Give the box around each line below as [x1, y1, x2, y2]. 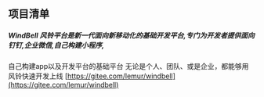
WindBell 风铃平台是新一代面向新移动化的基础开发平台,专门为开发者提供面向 [8, 31, 255, 40]
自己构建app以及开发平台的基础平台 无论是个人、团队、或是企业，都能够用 [8, 62, 249, 71]
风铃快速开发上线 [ [8, 71, 68, 81]
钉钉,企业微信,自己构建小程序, [8, 40, 105, 49]
